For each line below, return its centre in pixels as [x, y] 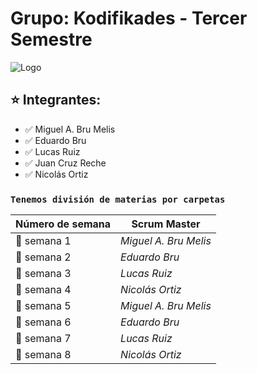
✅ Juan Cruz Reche [65, 163]
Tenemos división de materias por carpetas [118, 199]
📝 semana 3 [43, 274]
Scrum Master [166, 224]
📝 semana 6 [43, 322]
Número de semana [63, 224]
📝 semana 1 [43, 241]
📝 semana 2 [43, 257]
